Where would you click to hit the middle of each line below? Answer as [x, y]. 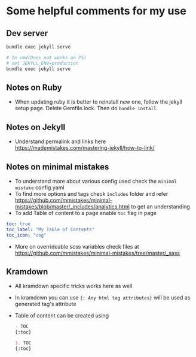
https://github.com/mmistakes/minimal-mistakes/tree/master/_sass [97, 253]
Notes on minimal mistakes [58, 167]
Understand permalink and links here [60, 141]
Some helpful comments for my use [96, 11]
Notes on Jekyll [36, 127]
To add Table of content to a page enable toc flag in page [86, 213]
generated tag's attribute [45, 304]
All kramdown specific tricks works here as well [73, 286]
